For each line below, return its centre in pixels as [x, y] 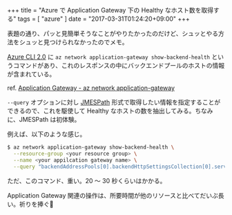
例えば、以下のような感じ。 [47, 134]
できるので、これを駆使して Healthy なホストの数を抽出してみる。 [101, 111]
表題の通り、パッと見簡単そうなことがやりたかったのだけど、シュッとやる [113, 34]
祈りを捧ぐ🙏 [36, 204]
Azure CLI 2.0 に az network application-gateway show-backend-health [109, 57]
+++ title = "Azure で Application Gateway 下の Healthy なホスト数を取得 [110, 10]
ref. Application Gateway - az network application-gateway [91, 88]
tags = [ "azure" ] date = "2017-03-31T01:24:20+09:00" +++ [104, 19]
